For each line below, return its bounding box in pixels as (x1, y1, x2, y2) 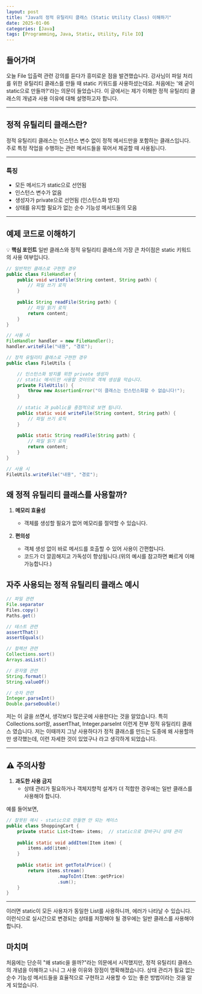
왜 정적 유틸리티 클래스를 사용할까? (6, 490, 127, 500)
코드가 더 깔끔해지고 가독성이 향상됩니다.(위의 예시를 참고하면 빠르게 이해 (23, 552, 195, 560)
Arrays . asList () (6, 657, 47, 663)
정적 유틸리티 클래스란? (6, 120, 87, 130)
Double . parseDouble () (6, 701, 61, 707)
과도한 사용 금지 (14, 778, 52, 785)
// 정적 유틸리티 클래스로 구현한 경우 (6, 355, 87, 361)
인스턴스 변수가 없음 (14, 189, 62, 196)
